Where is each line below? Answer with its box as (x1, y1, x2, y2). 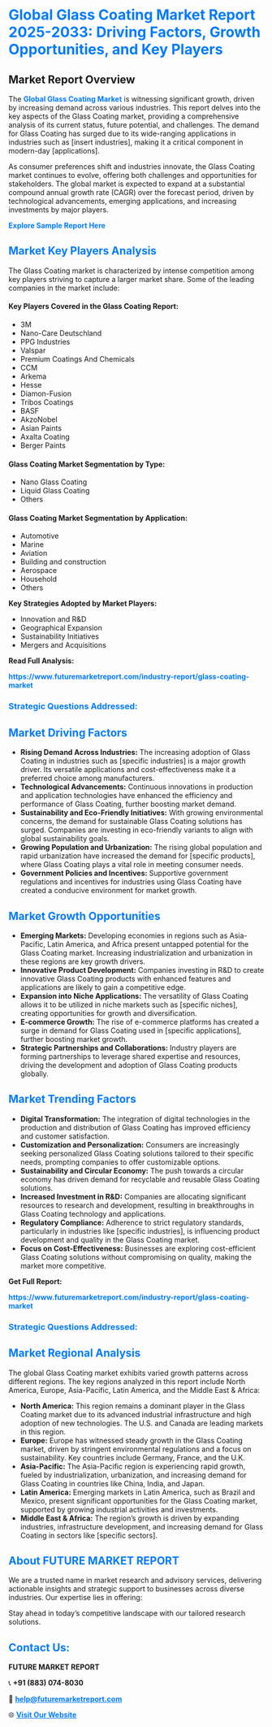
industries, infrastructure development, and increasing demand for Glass (19, 1521, 264, 1531)
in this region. (19, 1426, 67, 1436)
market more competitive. (19, 1261, 107, 1270)
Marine (19, 540, 45, 549)
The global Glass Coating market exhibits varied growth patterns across (8, 1368, 249, 1378)
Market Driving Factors (8, 726, 127, 740)
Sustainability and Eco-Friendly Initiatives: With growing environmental (19, 808, 264, 818)
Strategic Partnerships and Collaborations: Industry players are (19, 1043, 237, 1052)
